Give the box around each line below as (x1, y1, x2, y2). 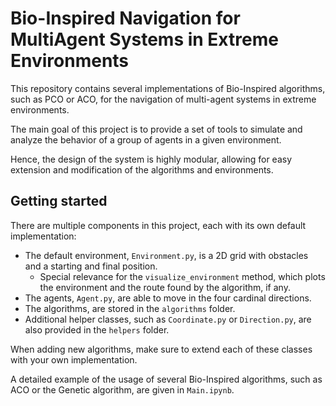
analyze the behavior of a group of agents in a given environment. (10, 133, 282, 146)
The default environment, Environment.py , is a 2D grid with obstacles (24, 249, 309, 261)
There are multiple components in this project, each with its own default (10, 219, 307, 231)
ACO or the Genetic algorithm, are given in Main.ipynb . (10, 383, 235, 396)
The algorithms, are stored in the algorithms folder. (24, 302, 236, 314)
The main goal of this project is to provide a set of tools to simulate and (10, 123, 303, 135)
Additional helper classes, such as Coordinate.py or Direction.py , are (24, 313, 312, 325)
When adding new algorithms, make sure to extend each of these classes (10, 343, 313, 355)
